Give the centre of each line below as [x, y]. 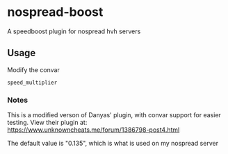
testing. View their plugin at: [47, 123]
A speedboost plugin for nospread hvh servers [74, 31]
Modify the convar [34, 69]
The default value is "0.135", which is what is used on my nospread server [113, 144]
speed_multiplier [32, 83]
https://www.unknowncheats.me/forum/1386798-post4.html [93, 130]
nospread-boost [55, 12]
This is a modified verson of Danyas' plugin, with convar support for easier [114, 115]
